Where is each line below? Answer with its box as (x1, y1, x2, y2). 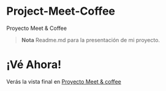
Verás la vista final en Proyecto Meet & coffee (6, 78, 121, 85)
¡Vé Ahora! (6, 58, 62, 71)
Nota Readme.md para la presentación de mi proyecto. (21, 36, 160, 43)
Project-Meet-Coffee (6, 4, 115, 18)
